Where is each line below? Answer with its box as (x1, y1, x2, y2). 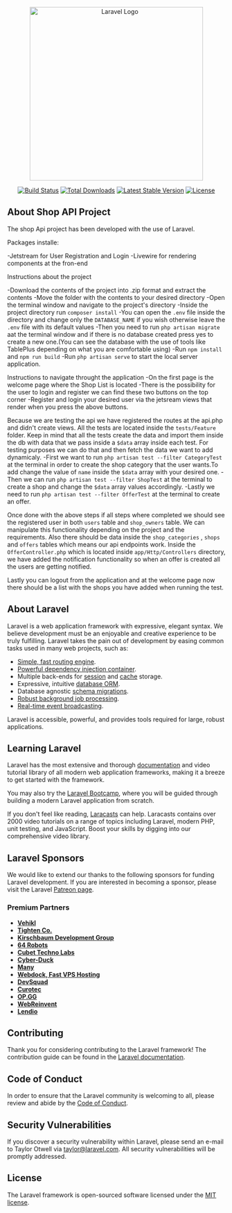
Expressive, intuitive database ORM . (17, 679, 121, 687)
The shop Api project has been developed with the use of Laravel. (7, 224, 195, 233)
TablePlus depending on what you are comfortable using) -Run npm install (7, 344, 222, 353)
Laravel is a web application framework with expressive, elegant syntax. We (7, 621, 224, 630)
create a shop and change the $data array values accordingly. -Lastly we (7, 483, 215, 491)
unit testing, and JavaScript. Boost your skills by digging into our (7, 825, 191, 833)
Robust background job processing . (17, 694, 120, 703)
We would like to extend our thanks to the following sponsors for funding (7, 871, 215, 879)
